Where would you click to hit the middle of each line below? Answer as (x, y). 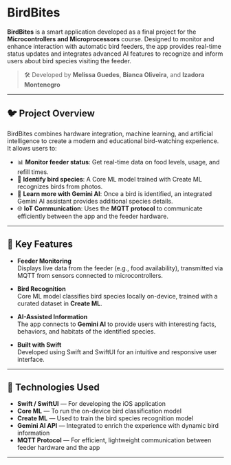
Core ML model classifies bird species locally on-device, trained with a (117, 296)
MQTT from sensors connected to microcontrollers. (90, 275)
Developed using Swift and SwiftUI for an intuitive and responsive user (117, 352)
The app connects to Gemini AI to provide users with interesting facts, (117, 324)
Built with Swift (39, 345)
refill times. (33, 172)
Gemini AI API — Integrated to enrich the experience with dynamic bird (118, 426)
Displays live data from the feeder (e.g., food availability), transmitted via (120, 268)
